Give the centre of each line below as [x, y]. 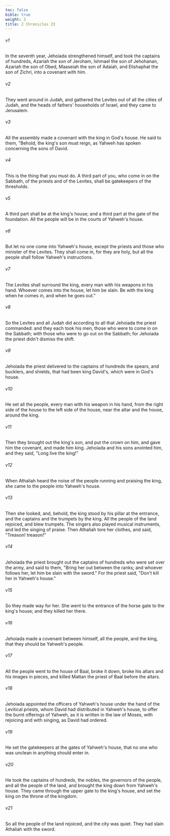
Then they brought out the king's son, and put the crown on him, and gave [83, 442]
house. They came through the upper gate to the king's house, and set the [83, 791]
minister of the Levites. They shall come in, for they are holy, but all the [79, 252]
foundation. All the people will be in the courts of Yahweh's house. [74, 219]
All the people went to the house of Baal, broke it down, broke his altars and [84, 671]
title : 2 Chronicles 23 [30, 24]
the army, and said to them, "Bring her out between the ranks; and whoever [84, 568]
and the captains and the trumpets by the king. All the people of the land [81, 518]
